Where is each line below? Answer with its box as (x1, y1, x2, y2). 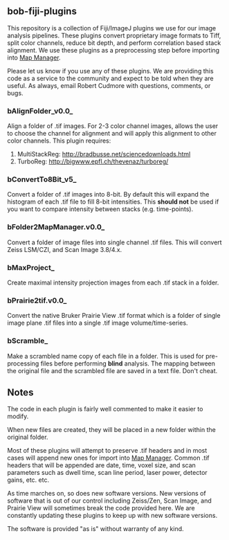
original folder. (7, 433, 48, 442)
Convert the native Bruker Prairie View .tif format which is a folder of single (7, 312, 221, 320)
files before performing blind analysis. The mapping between (40, 359, 216, 368)
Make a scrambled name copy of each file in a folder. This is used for (7, 352, 204, 360)
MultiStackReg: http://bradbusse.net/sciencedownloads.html (17, 150, 191, 159)
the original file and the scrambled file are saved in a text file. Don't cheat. (7, 366, 218, 375)
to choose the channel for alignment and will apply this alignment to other (7, 129, 217, 138)
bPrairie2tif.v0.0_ (7, 296, 67, 305)
